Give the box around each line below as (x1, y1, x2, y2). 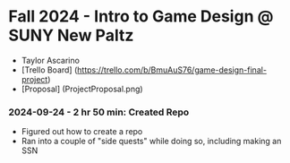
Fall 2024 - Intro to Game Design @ (8, 6, 274, 27)
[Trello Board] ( (21, 64, 78, 75)
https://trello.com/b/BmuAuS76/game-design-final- (76, 64, 268, 75)
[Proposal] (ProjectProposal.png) (21, 83, 144, 94)
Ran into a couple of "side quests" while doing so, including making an (21, 136, 282, 147)
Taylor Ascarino (21, 55, 80, 65)
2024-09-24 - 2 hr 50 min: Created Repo (8, 106, 190, 118)
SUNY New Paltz (8, 25, 134, 46)
